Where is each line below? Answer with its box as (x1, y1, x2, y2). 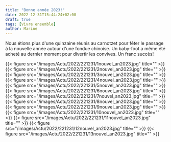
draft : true (5, 17, 31, 22)
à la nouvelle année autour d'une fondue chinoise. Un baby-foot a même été (5, 46, 166, 52)
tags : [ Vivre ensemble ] (5, 21, 56, 27)
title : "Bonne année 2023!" (5, 7, 65, 13)
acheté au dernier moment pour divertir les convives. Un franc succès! (5, 51, 154, 57)
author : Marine (5, 26, 38, 31)
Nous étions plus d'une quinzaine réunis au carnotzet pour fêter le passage (5, 40, 164, 46)
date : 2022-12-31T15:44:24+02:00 (5, 12, 77, 17)
